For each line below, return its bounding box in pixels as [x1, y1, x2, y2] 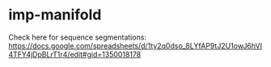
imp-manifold [8, 6, 102, 24]
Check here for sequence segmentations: [8, 32, 147, 42]
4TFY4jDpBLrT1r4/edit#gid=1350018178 [8, 49, 142, 59]
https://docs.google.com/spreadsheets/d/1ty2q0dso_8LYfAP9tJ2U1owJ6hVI [8, 40, 263, 50]
